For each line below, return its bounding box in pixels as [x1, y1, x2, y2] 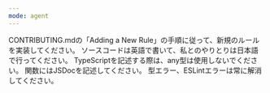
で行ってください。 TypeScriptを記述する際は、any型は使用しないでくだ [8, 55, 250, 65]
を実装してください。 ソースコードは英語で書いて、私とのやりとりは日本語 [8, 45, 259, 55]
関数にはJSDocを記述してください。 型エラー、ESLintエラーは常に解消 [24, 66, 262, 75]
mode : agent [8, 11, 49, 20]
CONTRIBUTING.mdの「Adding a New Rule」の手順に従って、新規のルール [8, 35, 260, 44]
